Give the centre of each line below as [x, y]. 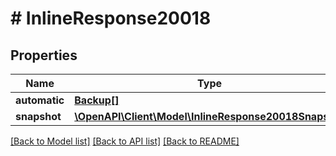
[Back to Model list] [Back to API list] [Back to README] [125, 141]
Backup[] [97, 100]
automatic [40, 100]
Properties [44, 55]
